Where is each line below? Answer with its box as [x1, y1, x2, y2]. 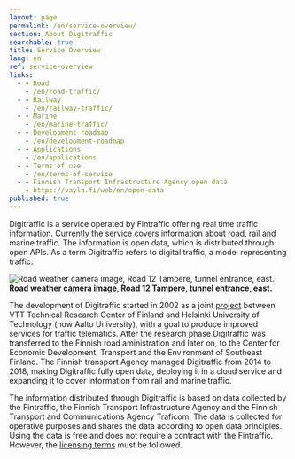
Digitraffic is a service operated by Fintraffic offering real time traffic [9, 218, 259, 229]
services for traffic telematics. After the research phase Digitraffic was [9, 328, 266, 338]
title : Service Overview [9, 46, 101, 55]
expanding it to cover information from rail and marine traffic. [9, 375, 232, 385]
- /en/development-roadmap [25, 136, 125, 145]
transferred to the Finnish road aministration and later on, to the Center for [9, 338, 281, 348]
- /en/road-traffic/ [25, 87, 101, 96]
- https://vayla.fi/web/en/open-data [25, 186, 165, 195]
